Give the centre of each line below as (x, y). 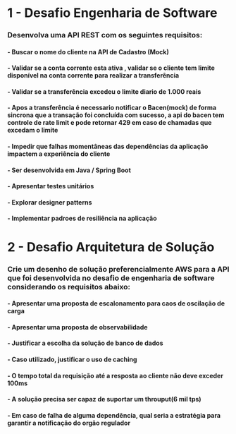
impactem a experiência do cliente (59, 154)
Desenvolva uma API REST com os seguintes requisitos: (105, 35)
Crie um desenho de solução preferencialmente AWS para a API (118, 269)
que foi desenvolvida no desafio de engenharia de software (111, 278)
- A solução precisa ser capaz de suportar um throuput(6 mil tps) (105, 399)
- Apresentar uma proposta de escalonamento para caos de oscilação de (116, 303)
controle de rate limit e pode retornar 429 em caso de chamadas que (110, 123)
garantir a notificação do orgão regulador (69, 423)
